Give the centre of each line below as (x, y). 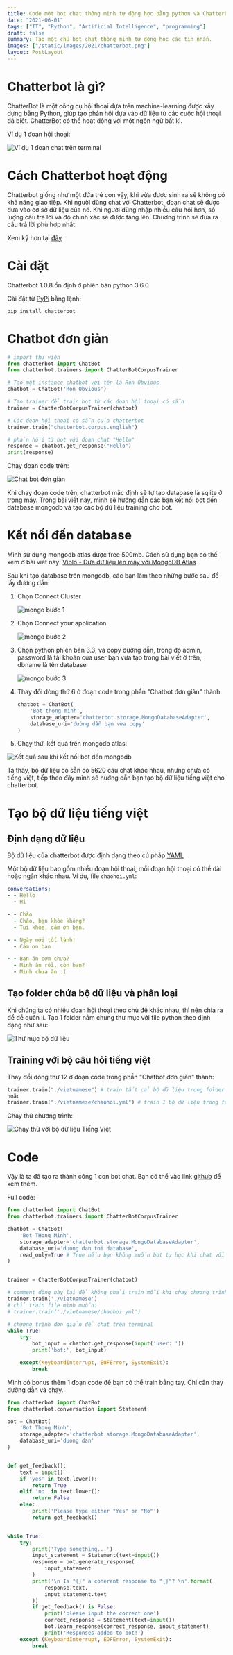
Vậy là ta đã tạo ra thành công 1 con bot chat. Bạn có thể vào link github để (114, 1177)
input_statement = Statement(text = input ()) (96, 1556)
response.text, (66, 1588)
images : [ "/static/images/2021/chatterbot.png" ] (79, 46)
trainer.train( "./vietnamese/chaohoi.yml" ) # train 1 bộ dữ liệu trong (113, 1102)
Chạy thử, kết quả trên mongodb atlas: (72, 744)
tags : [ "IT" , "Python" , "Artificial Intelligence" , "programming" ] (107, 26)
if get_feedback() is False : (74, 1607)
